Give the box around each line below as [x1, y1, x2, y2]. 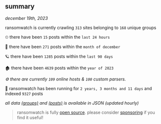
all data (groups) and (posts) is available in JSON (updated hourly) [5, 100, 139, 106]
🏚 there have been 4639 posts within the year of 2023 [5, 65, 114, 71]
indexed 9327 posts [5, 91, 43, 96]
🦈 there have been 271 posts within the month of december [5, 44, 120, 49]
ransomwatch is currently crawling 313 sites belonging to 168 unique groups [5, 25, 157, 31]
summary [5, 2, 35, 11]
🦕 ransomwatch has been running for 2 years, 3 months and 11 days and [5, 85, 152, 91]
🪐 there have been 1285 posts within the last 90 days [5, 53, 113, 59]
